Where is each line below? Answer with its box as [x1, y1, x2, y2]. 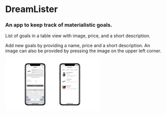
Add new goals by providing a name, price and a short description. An [5, 43, 150, 49]
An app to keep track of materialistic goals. [5, 22, 112, 29]
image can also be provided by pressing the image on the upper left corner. [5, 48, 162, 54]
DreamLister [5, 4, 58, 15]
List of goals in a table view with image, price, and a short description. [5, 33, 151, 39]
